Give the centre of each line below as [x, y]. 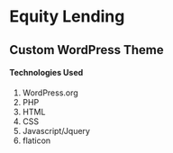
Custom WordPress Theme [86, 50]
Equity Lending [67, 17]
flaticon [36, 140]
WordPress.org [50, 93]
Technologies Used [46, 73]
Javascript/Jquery [56, 130]
